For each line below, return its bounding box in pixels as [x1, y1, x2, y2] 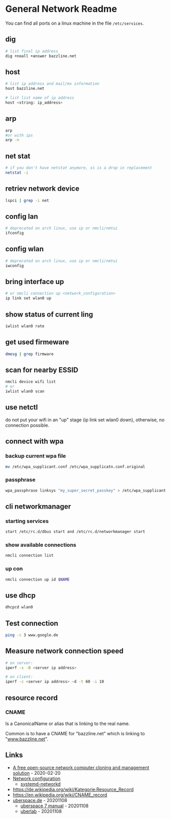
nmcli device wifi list [5, 379, 56, 384]
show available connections [5, 542, 77, 549]
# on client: [5, 674, 33, 680]
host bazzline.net [5, 86, 45, 91]
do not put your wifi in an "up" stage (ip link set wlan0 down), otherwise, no [5, 417, 165, 423]
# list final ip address [5, 48, 58, 54]
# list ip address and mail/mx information [5, 81, 100, 86]
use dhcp [5, 591, 36, 600]
